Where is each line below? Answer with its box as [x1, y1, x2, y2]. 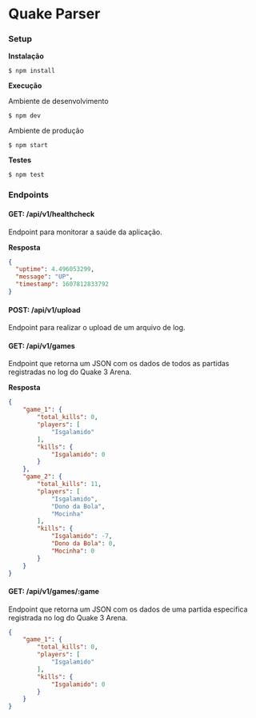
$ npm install [8, 67, 56, 75]
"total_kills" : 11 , [37, 481, 102, 489]
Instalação [8, 51, 44, 61]
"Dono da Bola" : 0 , [50, 540, 116, 548]
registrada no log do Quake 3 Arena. [8, 612, 128, 622]
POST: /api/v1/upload [8, 305, 82, 314]
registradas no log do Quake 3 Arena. [8, 367, 132, 377]
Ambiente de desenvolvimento [8, 97, 110, 106]
